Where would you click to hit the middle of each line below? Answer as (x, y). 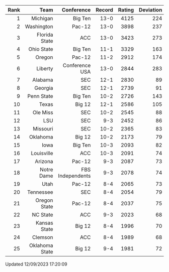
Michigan (43, 18)
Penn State (40, 96)
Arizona (44, 161)
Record (104, 10)
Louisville (42, 153)
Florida (45, 35)
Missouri (43, 129)
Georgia (44, 88)
